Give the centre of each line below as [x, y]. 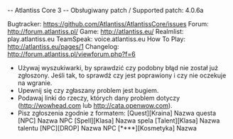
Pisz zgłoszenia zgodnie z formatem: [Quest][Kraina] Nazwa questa [117, 113]
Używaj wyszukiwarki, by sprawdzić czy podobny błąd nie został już [118, 68]
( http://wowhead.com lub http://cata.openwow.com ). [95, 105]
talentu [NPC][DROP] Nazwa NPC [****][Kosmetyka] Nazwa [107, 128]
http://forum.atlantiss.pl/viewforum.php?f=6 [72, 54]
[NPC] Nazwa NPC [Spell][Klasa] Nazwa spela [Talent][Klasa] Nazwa [119, 121]
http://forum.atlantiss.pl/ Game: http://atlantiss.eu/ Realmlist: [96, 32]
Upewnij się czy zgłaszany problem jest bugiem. [88, 90]
